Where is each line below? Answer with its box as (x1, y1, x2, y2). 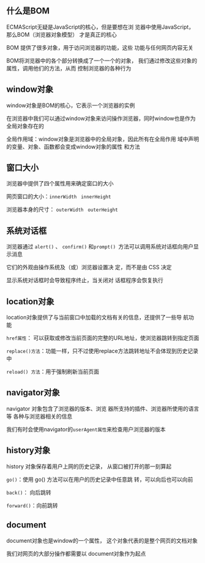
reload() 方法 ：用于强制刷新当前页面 (6, 368, 100, 375)
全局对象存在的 (6, 122, 44, 130)
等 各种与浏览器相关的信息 (6, 412, 72, 420)
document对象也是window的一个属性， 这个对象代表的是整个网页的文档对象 (6, 537, 198, 544)
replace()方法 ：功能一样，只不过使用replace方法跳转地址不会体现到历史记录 (6, 348, 199, 355)
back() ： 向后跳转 (6, 488, 51, 496)
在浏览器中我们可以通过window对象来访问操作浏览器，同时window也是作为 (6, 114, 196, 122)
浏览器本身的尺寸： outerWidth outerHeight (6, 206, 118, 213)
